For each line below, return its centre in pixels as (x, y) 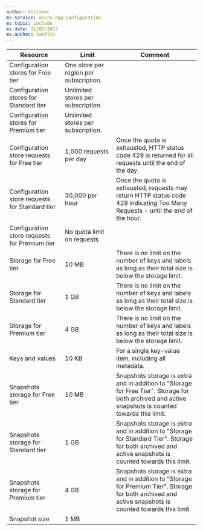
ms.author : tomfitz (31, 35)
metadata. (130, 366)
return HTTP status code (151, 196)
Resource (34, 55)
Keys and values (33, 358)
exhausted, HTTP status (150, 148)
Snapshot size (29, 519)
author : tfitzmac (28, 12)
